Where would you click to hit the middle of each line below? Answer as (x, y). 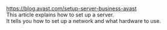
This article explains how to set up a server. (60, 15)
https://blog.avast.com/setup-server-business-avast (71, 9)
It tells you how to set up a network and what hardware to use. (84, 21)
